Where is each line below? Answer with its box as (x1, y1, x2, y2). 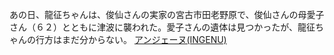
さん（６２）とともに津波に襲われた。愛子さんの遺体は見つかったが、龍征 (9, 21, 316, 33)
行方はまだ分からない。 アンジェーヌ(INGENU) (35, 34, 227, 45)
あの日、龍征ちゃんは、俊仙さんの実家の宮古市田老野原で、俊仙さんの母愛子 (9, 9, 325, 20)
